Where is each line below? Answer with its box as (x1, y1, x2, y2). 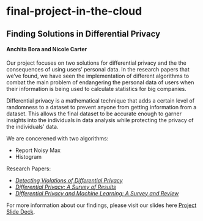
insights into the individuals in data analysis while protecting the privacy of (6, 116, 194, 123)
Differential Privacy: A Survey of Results (15, 183, 116, 190)
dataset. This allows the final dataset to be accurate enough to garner (6, 110, 182, 117)
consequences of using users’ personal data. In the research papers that (6, 65, 190, 73)
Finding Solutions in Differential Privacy (6, 29, 161, 39)
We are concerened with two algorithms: (6, 134, 109, 142)
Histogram (15, 153, 42, 160)
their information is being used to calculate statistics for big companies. (6, 85, 186, 92)
